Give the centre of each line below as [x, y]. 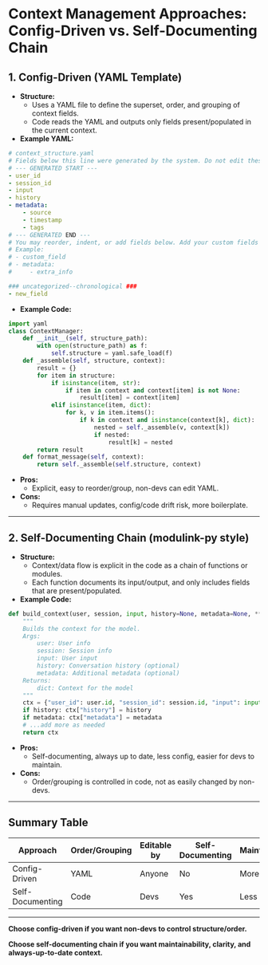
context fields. [55, 113]
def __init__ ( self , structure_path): [85, 339]
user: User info [64, 644]
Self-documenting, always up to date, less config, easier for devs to [143, 756]
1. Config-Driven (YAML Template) [95, 77]
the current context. [64, 130]
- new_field [28, 293]
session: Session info [75, 651]
